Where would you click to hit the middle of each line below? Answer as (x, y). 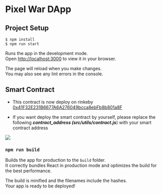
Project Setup (27, 28)
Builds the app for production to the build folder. (56, 160)
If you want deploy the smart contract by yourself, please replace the (84, 117)
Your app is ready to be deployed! (40, 186)
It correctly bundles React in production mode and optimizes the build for (81, 166)
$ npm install (20, 39)
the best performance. (28, 171)
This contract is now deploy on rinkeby (53, 102)
